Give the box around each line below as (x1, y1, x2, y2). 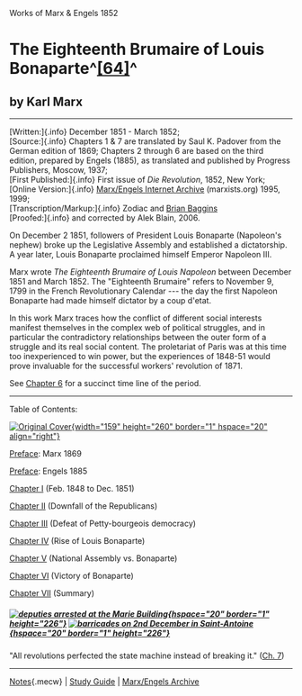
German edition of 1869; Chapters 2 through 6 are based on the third (9, 146, 264, 156)
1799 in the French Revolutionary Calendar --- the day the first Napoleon (9, 285, 279, 296)
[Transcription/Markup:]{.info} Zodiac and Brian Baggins (9, 203, 218, 213)
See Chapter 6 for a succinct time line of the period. (9, 378, 202, 388)
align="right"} (9, 431, 61, 441)
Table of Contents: (9, 404, 78, 414)
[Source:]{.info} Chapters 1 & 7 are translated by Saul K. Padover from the (9, 136, 281, 147)
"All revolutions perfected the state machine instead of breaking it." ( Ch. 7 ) (9, 650, 285, 661)
